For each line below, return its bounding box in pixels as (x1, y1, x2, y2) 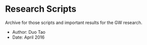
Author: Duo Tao (12, 29, 46, 35)
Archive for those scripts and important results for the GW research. (5, 20, 143, 25)
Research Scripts (5, 3, 77, 15)
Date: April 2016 (12, 34, 45, 40)
